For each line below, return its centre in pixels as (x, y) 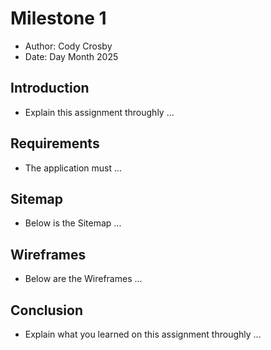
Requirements (55, 143)
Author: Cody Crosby (68, 46)
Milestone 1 (58, 18)
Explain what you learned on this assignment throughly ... (143, 334)
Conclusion (47, 310)
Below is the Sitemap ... (73, 223)
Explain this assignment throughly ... (99, 112)
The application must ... (73, 168)
